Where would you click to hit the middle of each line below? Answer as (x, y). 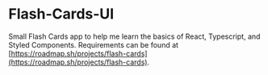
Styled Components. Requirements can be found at (94, 44)
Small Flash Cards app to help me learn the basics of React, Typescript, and (134, 36)
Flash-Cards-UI (61, 14)
